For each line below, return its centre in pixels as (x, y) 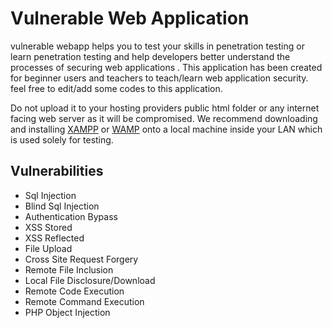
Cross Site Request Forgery (81, 259)
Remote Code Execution (74, 291)
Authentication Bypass (71, 216)
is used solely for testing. (62, 139)
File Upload (48, 248)
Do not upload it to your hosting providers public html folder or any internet (165, 108)
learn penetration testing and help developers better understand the (150, 56)
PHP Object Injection (67, 312)
